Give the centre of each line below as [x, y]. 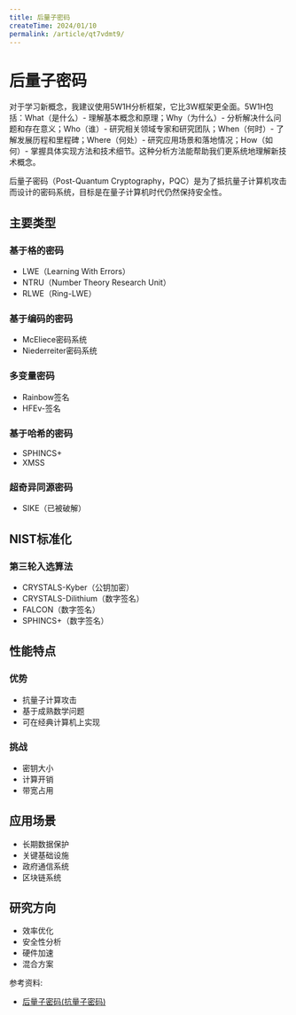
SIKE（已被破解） [54, 508]
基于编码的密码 [41, 319]
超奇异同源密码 [41, 487]
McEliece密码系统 [54, 340]
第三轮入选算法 [41, 566]
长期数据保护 [45, 844]
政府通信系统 [45, 866]
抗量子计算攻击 [49, 700]
